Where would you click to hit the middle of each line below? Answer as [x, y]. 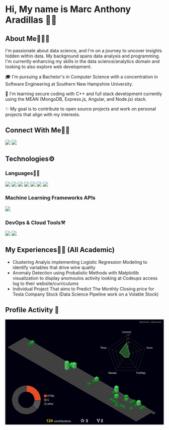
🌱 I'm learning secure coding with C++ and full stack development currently [84, 94]
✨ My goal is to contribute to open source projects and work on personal [81, 109]
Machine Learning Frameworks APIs [50, 198]
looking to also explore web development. [49, 67]
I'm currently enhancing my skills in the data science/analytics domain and [82, 61]
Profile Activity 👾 [32, 310]
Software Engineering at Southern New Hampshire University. [69, 84]
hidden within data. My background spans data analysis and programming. [82, 56]
